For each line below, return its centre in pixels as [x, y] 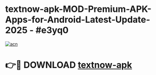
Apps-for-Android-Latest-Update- [78, 20]
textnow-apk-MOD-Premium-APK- [78, 9]
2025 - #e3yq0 [37, 30]
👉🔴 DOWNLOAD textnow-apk [69, 65]
